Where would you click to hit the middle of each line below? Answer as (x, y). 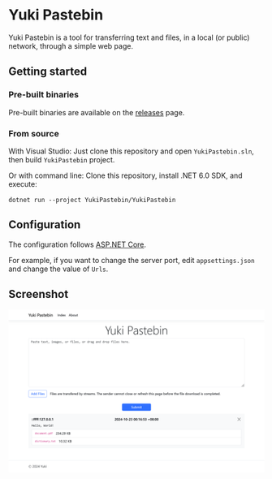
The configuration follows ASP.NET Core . (78, 244)
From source (34, 133)
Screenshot (39, 294)
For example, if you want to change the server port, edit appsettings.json (132, 260)
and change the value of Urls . (58, 269)
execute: (23, 183)
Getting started (48, 72)
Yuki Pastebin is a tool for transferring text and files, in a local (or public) (129, 37)
